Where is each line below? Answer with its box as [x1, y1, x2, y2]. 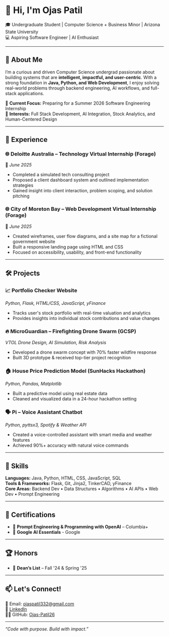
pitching [12, 193, 30, 199]
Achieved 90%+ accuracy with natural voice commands [12, 442, 129, 448]
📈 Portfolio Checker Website [5, 287, 77, 294]
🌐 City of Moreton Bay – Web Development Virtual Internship [5, 206, 157, 213]
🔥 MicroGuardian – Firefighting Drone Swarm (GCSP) [5, 328, 137, 335]
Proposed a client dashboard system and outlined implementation [12, 177, 149, 183]
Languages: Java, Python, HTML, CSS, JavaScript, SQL [5, 475, 121, 481]
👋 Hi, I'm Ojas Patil [5, 5, 83, 16]
